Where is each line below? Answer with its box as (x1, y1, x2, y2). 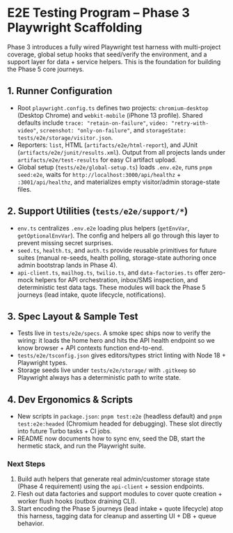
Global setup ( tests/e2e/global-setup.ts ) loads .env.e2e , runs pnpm (17, 162, 212, 171)
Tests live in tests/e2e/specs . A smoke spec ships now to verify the (17, 329, 211, 337)
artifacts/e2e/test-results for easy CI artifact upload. (17, 155, 177, 164)
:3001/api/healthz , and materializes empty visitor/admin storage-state (17, 178, 220, 186)
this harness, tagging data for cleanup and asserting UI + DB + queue (17, 512, 217, 520)
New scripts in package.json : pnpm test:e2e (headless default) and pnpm (17, 412, 223, 421)
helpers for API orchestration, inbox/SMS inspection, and (35, 275, 198, 284)
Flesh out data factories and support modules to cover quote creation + (17, 490, 223, 498)
